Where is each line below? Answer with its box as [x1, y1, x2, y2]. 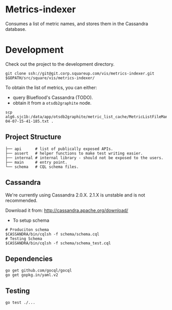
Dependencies [5, 254, 53, 263]
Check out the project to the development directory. [5, 61, 115, 67]
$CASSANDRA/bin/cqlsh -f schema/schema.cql [5, 231, 100, 237]
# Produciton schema [5, 227, 50, 232]
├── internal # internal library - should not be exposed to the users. [5, 155, 164, 160]
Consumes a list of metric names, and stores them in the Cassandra [5, 21, 148, 27]
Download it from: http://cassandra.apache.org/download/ [5, 207, 128, 214]
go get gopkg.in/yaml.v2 [5, 273, 58, 278]
